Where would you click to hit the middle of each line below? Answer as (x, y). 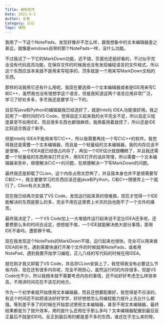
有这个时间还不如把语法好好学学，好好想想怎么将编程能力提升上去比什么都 (80, 299)
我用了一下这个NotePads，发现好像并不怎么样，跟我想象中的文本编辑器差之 (81, 42)
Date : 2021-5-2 (20, 14)
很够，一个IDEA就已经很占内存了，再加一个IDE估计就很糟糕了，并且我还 (82, 151)
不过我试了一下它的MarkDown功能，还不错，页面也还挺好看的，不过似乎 (78, 59)
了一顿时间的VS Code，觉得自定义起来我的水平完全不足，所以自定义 (82, 116)
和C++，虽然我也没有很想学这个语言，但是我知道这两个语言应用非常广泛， (80, 94)
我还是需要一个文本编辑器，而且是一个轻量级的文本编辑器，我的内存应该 (82, 145)
